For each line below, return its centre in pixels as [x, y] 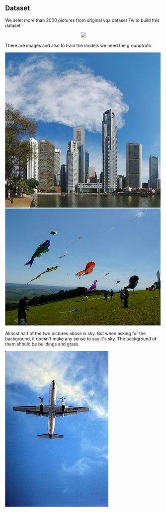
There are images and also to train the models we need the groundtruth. [79, 45]
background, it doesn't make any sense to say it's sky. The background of [81, 339]
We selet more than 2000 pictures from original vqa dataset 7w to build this [83, 20]
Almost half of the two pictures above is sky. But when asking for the [76, 333]
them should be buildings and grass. [42, 344]
